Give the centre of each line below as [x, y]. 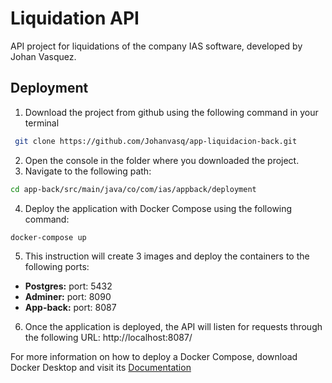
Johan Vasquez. [43, 56]
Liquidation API [75, 18]
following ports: [57, 267]
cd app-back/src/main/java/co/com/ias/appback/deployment [133, 189]
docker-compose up [48, 237]
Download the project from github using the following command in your [171, 112]
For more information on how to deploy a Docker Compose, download [154, 357]
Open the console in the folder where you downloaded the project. [162, 160]
